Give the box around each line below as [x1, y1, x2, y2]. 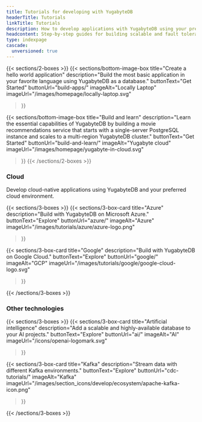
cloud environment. [6, 192, 55, 200]
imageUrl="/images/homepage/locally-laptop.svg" [6, 90, 132, 97]
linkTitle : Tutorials [6, 20, 61, 26]
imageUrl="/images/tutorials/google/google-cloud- [49, 260, 176, 267]
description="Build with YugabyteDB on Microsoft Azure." [6, 210, 149, 218]
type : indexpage [6, 37, 47, 43]
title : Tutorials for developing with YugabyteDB [6, 8, 133, 15]
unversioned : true [11, 48, 58, 54]
